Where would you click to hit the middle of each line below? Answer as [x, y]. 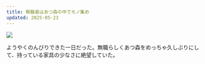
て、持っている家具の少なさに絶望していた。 [62, 55]
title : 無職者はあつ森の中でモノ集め [48, 12]
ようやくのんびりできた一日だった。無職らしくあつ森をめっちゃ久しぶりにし [103, 47]
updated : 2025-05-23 [33, 18]
